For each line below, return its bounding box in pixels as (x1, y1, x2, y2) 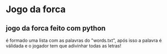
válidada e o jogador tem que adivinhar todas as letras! (6, 43, 122, 49)
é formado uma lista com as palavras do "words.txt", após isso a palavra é (6, 37, 162, 43)
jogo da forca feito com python (6, 24, 106, 33)
